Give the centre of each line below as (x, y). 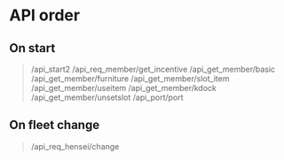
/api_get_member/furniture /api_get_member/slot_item (130, 79)
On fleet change (55, 125)
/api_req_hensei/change (75, 146)
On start (32, 48)
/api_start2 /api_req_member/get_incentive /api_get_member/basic (153, 69)
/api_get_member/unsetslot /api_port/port (107, 97)
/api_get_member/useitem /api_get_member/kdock (124, 88)
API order (45, 15)
